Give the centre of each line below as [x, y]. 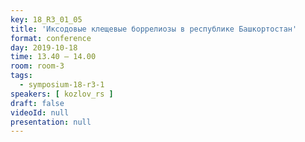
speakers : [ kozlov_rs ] [62, 94]
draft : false [37, 103]
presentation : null [51, 122]
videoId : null [40, 112]
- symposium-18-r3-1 [62, 85]
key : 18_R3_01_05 [46, 19]
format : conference [51, 38]
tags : [21, 76]
